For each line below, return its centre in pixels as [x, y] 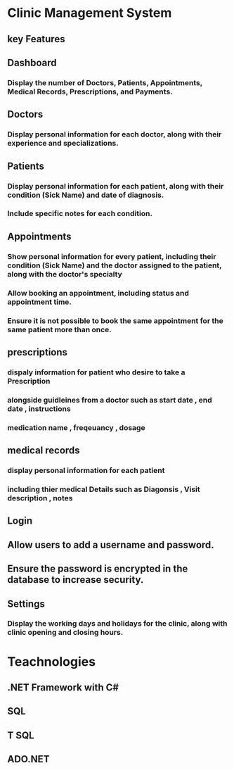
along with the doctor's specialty [65, 274]
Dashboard [32, 62]
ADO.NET [28, 759]
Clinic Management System [90, 13]
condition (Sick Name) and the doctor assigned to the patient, [115, 265]
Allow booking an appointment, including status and [98, 293]
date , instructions [39, 408]
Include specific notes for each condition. [80, 214]
